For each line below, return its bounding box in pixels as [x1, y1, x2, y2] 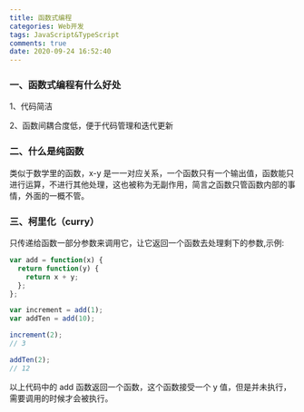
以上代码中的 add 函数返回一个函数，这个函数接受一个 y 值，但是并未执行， [9, 381, 292, 392]
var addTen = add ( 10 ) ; [9, 314, 95, 323]
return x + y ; [25, 272, 79, 281]
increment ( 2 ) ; [9, 330, 64, 340]
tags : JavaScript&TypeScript [9, 30, 120, 39]
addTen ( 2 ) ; [9, 355, 51, 364]
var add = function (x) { [9, 256, 103, 265]
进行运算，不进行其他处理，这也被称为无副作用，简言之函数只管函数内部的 [9, 179, 288, 190]
